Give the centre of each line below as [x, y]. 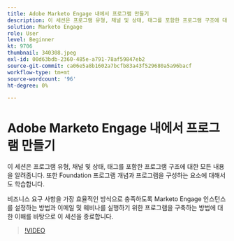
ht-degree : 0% [28, 85]
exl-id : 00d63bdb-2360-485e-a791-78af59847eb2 [76, 60]
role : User [23, 33]
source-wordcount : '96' [42, 79]
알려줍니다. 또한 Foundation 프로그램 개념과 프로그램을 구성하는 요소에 [111, 175]
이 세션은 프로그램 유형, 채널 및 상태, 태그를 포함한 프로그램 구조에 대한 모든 [109, 167]
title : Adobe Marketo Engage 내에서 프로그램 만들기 [78, 14]
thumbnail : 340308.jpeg [42, 53]
